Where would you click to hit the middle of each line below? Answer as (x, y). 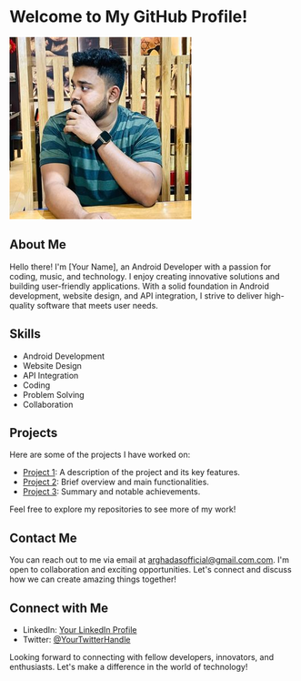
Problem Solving (53, 394)
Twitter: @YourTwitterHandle (76, 640)
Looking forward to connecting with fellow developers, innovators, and (142, 657)
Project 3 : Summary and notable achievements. (111, 492)
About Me (38, 244)
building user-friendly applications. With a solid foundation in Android (140, 286)
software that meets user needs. (98, 305)
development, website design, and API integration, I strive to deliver (136, 295)
